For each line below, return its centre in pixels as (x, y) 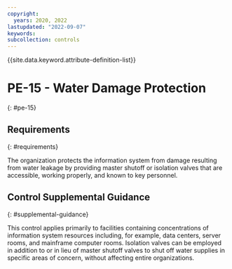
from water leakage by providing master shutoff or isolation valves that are (115, 168)
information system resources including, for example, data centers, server (114, 235)
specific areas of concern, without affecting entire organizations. (101, 258)
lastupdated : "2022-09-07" (47, 27)
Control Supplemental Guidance (79, 197)
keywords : (22, 33)
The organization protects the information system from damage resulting (112, 160)
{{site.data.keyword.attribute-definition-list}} (72, 60)
